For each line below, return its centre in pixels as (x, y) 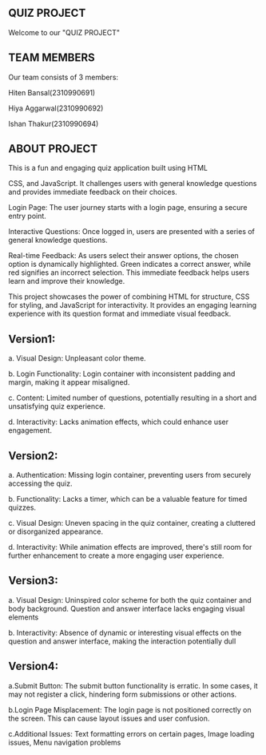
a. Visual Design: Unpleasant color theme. (77, 358)
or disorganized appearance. (56, 531)
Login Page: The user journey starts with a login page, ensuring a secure (128, 208)
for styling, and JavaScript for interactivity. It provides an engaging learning (133, 305)
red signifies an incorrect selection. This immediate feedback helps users (129, 273)
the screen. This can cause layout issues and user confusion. (109, 718)
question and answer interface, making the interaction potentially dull (122, 641)
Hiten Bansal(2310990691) (52, 92)
